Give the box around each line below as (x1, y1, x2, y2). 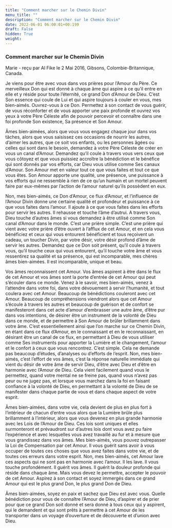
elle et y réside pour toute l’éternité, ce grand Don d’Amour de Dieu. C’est (5, 91, 160, 98)
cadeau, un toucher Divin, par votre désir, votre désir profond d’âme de (5, 237, 156, 243)
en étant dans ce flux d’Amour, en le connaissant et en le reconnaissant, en (5, 329, 164, 335)
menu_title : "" (5, 12, 38, 17)
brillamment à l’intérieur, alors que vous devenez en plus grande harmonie (5, 415, 162, 422)
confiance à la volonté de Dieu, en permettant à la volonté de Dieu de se (5, 384, 158, 390)
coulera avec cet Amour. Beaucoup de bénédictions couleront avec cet (5, 290, 156, 297)
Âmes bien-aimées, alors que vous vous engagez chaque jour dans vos (5, 129, 157, 135)
